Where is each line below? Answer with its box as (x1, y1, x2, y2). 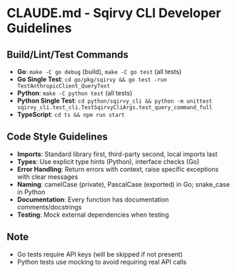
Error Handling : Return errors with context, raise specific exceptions (16, 165, 219, 173)
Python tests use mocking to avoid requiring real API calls (16, 257, 187, 266)
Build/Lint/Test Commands (6, 48, 129, 61)
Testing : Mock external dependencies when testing (16, 210, 169, 219)
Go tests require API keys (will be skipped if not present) (16, 249, 183, 258)
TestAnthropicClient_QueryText (16, 83, 111, 90)
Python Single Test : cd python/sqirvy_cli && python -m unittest (16, 96, 213, 105)
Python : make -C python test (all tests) (16, 89, 133, 97)
